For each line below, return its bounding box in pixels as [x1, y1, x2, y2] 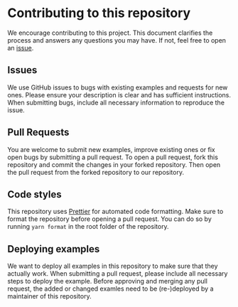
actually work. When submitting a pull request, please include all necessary [7, 269, 228, 278]
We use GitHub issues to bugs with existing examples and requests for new [7, 83, 228, 92]
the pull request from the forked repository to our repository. [7, 168, 185, 176]
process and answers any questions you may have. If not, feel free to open [7, 36, 226, 44]
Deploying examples [7, 243, 100, 255]
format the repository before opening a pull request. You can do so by [7, 215, 212, 223]
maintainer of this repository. [7, 292, 92, 301]
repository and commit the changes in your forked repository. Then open [7, 160, 221, 168]
